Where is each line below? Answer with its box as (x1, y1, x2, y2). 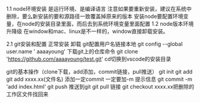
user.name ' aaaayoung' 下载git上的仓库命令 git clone (6, 48, 138, 55)
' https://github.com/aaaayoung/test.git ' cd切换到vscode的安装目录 (6, 56, 171, 62)
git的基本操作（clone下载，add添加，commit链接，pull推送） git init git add (6, 68, 193, 75)
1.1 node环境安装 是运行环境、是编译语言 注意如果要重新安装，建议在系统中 (6, 5, 192, 12)
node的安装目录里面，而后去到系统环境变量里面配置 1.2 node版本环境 (22, 20, 194, 27)
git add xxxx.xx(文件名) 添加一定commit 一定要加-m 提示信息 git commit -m (6, 75, 192, 83)
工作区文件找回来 (6, 90, 49, 98)
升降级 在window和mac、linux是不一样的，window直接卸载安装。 (6, 28, 169, 35)
